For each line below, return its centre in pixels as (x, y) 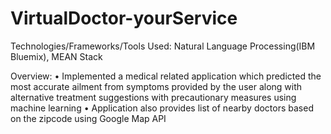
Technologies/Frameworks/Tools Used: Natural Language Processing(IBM (163, 46)
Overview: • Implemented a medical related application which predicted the (166, 76)
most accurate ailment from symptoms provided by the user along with (156, 86)
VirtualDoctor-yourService (124, 18)
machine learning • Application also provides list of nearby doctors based (162, 108)
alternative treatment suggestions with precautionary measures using (153, 97)
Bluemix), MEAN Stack (56, 56)
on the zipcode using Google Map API (88, 118)
